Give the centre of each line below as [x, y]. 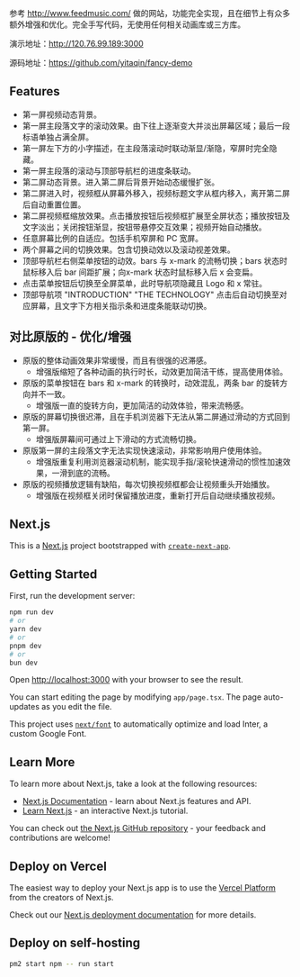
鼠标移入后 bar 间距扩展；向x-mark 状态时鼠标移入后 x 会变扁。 [140, 272]
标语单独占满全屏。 [58, 137]
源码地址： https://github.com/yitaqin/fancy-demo [101, 63]
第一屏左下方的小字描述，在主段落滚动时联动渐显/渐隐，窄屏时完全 [146, 148]
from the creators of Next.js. [62, 897]
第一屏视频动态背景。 [62, 114]
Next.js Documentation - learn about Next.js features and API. [137, 801]
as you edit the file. [77, 707]
